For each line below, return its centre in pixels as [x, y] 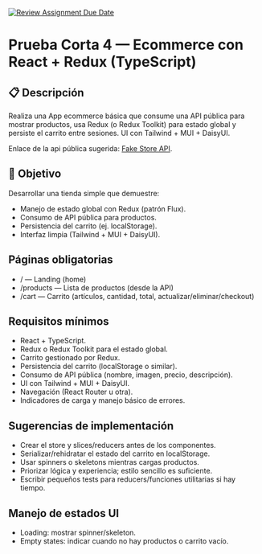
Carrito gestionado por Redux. [70, 358]
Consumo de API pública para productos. [88, 217]
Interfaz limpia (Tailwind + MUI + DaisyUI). [90, 234]
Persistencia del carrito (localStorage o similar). [98, 367]
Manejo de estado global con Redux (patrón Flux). [103, 208]
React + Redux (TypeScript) [102, 62]
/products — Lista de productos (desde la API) [97, 287]
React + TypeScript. [53, 341]
